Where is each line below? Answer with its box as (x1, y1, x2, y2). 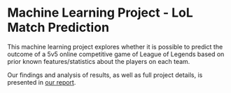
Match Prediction (7, 19, 110, 35)
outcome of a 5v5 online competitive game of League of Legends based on (7, 50, 225, 58)
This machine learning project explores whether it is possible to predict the (7, 42, 223, 51)
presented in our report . (7, 78, 76, 86)
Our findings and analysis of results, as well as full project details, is (7, 71, 203, 79)
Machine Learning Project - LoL (7, 5, 194, 21)
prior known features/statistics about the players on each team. (7, 57, 190, 65)
